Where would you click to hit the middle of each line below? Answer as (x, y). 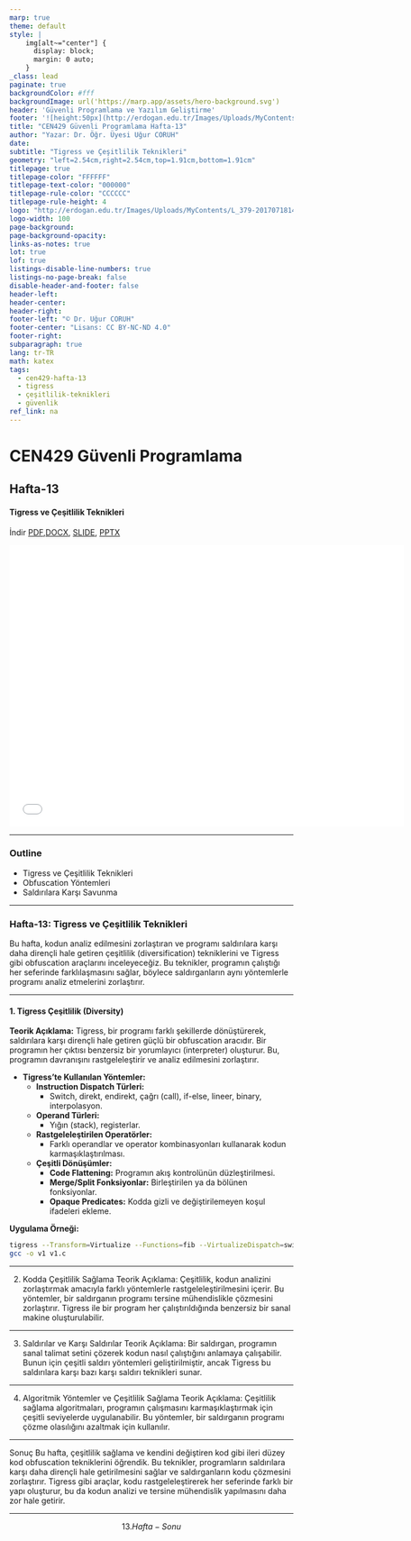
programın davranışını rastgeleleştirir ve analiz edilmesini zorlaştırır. (134, 1060)
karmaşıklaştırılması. (87, 1153)
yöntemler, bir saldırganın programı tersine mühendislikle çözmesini (147, 1299)
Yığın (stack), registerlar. (95, 1125)
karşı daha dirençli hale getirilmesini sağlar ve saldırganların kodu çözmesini (150, 1472)
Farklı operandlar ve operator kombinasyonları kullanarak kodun (168, 1144)
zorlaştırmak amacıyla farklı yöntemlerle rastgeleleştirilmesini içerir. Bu (153, 1289)
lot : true (28, 252)
